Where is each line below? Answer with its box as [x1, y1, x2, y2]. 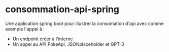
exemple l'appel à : [5, 25, 45, 32]
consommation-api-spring [5, 4, 119, 15]
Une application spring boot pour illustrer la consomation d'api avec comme [5, 20, 164, 27]
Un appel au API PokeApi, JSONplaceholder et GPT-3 [12, 41, 124, 47]
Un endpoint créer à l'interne [12, 36, 73, 42]
